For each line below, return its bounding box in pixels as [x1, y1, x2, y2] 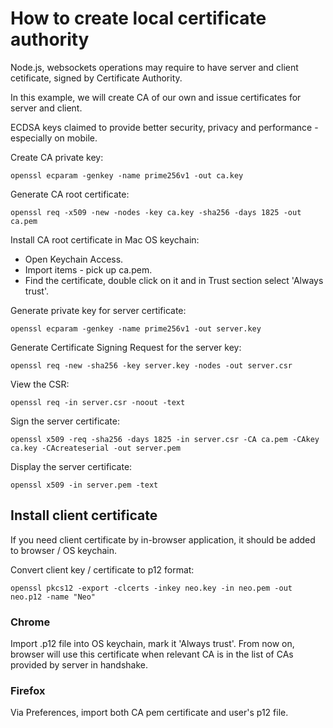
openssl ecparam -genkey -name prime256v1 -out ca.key [10, 170, 244, 181]
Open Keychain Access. [24, 253, 124, 265]
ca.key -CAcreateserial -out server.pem [10, 443, 182, 453]
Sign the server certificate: [10, 415, 120, 427]
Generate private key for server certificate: [10, 304, 187, 316]
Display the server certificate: [10, 460, 133, 472]
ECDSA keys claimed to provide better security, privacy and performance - [10, 121, 319, 133]
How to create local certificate [10, 7, 267, 30]
